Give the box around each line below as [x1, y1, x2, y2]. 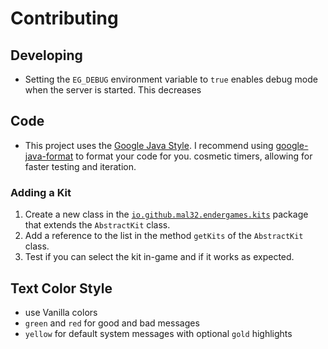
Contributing [10, 7, 119, 30]
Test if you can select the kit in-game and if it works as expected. [24, 251, 295, 263]
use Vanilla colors [24, 306, 98, 318]
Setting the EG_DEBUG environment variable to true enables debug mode [24, 73, 318, 85]
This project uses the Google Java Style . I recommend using [24, 139, 274, 151]
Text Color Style [10, 280, 113, 297]
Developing [10, 47, 83, 64]
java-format [24, 150, 74, 162]
